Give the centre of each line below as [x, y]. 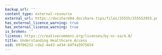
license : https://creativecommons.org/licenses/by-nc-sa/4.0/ [69, 36]
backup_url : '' [20, 9]
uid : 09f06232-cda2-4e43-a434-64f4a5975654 [49, 45]
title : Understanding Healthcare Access [46, 41]
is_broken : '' [19, 32]
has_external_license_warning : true [42, 27]
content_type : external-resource [39, 14]
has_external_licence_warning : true [42, 23]
